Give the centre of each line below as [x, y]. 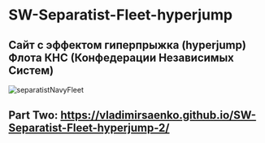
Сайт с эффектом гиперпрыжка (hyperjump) [127, 45]
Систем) [31, 70]
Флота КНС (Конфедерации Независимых [121, 57]
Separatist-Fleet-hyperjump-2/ [89, 128]
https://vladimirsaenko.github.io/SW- [159, 115]
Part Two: [33, 115]
